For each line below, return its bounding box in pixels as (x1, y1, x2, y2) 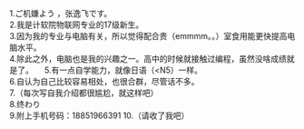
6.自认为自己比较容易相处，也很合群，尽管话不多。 (9, 76, 200, 86)
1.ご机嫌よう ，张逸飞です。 (9, 8, 113, 18)
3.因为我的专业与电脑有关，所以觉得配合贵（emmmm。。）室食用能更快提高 (9, 31, 288, 41)
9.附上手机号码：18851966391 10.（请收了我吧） (9, 110, 190, 121)
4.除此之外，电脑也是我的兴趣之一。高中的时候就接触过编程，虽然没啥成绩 (9, 54, 288, 64)
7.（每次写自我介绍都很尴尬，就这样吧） (9, 87, 159, 98)
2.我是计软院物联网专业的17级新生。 (9, 19, 144, 30)
